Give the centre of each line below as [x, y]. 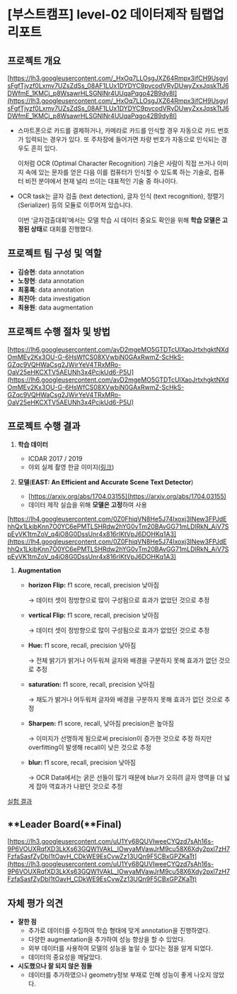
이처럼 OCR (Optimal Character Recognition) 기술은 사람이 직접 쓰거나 [116, 163]
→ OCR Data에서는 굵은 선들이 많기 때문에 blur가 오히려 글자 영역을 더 [125, 778]
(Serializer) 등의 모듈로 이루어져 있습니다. [75, 205]
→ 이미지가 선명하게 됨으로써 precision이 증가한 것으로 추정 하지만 [120, 739]
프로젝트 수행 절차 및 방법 [59, 332]
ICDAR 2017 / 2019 [55, 459]
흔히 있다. [44, 148]
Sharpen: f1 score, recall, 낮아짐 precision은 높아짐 [101, 724]
